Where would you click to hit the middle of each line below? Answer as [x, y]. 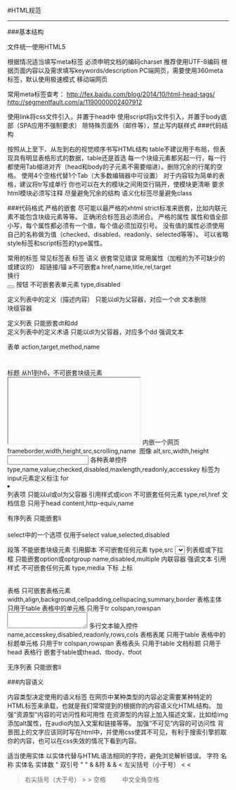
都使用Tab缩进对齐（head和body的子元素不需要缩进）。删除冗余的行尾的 [112, 167]
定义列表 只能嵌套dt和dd [43, 323]
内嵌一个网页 [161, 442]
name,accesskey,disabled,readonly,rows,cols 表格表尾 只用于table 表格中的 [117, 634]
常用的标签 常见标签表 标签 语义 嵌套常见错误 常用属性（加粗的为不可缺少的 [116, 258]
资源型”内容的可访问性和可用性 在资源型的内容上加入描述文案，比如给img [122, 714]
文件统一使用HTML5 [37, 47]
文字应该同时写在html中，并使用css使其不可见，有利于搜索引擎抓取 [129, 732]
